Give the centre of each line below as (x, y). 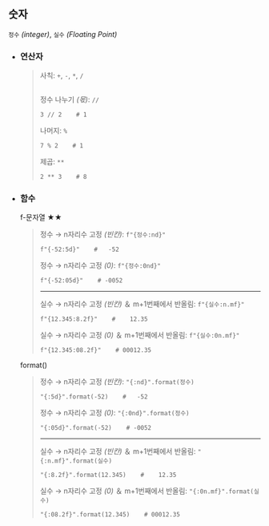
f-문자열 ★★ (41, 217)
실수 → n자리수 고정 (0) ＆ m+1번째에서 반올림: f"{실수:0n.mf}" (140, 335)
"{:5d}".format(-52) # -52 (94, 397)
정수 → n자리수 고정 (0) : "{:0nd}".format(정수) (114, 413)
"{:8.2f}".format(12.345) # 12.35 (108, 475)
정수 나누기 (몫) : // (70, 99)
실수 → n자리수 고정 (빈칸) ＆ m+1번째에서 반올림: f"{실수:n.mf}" (142, 304)
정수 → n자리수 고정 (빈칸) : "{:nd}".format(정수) (117, 382)
